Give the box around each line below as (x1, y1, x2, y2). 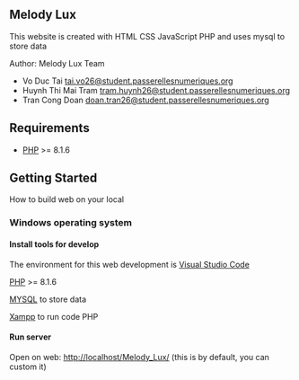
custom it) (9, 361, 47, 372)
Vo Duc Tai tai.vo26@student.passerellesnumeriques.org (22, 75, 233, 86)
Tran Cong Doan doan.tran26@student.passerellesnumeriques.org (22, 94, 269, 105)
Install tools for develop (9, 238, 100, 250)
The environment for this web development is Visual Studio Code (9, 259, 250, 270)
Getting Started (9, 171, 98, 186)
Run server (9, 331, 52, 342)
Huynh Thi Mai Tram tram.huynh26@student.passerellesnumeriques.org (22, 84, 290, 95)
